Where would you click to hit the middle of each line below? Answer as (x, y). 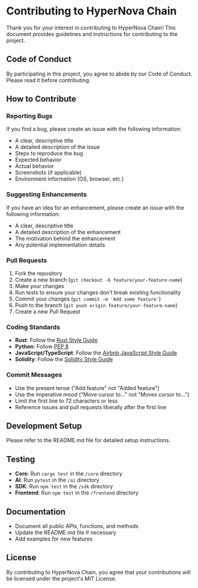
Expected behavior (38, 160)
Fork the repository (39, 274)
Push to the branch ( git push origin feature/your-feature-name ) (96, 305)
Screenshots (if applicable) (48, 173)
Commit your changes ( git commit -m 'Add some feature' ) (88, 299)
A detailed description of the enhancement (68, 232)
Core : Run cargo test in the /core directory (69, 474)
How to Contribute (41, 99)
